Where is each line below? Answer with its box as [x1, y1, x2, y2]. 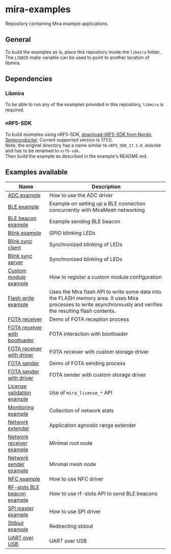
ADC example [8, 192, 41, 199]
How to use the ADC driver [49, 192, 113, 199]
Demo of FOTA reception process [49, 315, 129, 322]
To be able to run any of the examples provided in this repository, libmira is [5, 101, 164, 108]
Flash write [8, 294, 35, 302]
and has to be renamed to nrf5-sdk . [5, 147, 80, 154]
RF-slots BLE [8, 483, 40, 491]
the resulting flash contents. [49, 307, 116, 314]
